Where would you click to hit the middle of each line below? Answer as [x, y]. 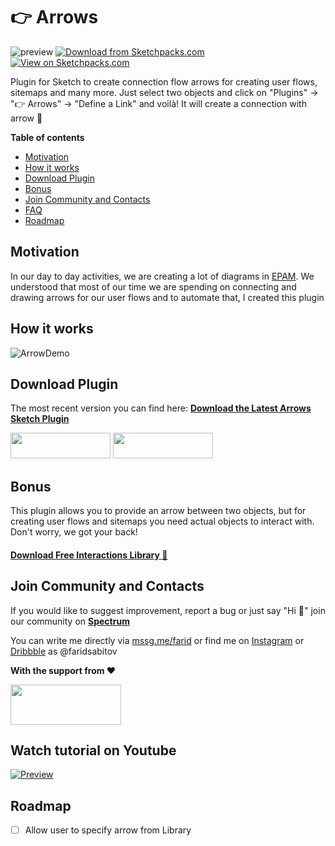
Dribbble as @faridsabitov [64, 651]
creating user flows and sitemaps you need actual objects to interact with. [162, 521]
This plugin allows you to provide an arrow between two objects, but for [158, 511]
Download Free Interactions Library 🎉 [89, 555]
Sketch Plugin [40, 419]
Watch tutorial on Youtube [93, 750]
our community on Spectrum [70, 621]
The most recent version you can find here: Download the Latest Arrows [161, 408]
